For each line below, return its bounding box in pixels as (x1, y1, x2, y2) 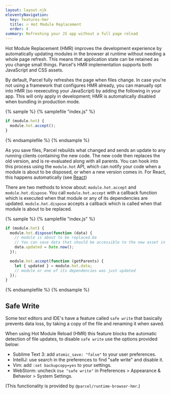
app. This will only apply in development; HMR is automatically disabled (5, 93, 156, 99)
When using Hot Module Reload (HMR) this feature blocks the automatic (5, 331, 157, 337)
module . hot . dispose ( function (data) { (10, 230, 93, 236)
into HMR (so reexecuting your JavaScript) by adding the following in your (5, 88, 161, 94)
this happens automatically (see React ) (5, 174, 87, 180)
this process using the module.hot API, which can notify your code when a (5, 163, 161, 169)
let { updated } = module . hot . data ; (14, 263, 93, 268)
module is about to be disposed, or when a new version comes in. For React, (5, 169, 166, 175)
